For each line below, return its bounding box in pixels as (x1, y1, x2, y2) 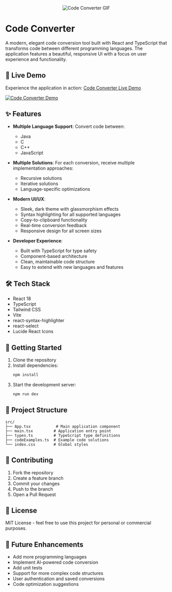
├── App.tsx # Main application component (5, 424, 121, 429)
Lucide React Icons (12, 328, 54, 335)
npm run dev (12, 392, 39, 397)
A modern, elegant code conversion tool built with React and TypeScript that (5, 40, 167, 46)
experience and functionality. (5, 56, 67, 62)
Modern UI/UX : (12, 196, 46, 202)
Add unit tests (12, 565, 43, 571)
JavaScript (20, 150, 44, 156)
